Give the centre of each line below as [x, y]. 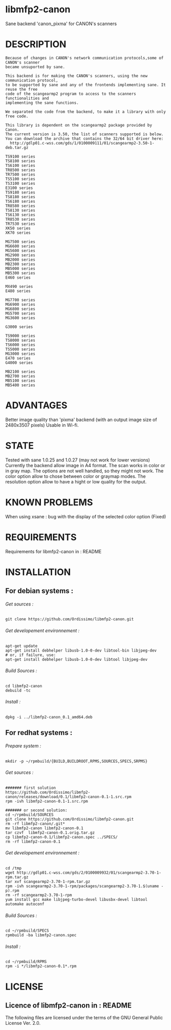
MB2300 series [20, 264]
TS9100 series [20, 156]
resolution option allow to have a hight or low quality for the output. [76, 481]
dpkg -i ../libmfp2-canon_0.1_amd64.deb [49, 717]
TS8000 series [20, 340]
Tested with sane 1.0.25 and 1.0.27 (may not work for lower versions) [78, 460]
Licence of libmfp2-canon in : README [69, 1005]
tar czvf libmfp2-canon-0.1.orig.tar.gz [50, 833]
